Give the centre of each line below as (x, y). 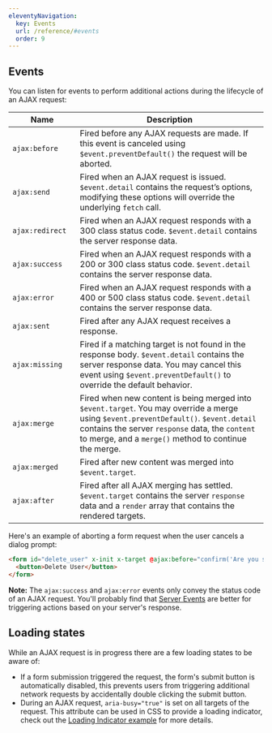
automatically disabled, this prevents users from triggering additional (135, 685)
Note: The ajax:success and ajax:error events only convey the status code (135, 590)
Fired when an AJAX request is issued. (153, 177)
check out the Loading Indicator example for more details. (117, 720)
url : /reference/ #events (57, 31)
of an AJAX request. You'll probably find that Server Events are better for (130, 598)
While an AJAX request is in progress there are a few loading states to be (130, 652)
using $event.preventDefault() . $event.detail (168, 419)
